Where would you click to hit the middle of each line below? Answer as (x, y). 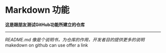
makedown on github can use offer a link (46, 45)
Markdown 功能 (38, 10)
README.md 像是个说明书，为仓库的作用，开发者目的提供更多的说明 (75, 39)
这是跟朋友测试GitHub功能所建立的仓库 (45, 25)
